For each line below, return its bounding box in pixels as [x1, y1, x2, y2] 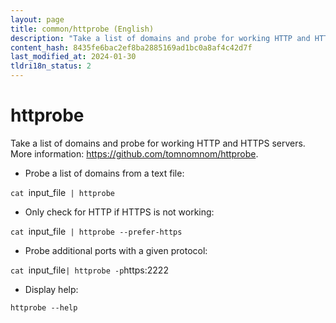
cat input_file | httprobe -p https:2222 [10, 264, 169, 276]
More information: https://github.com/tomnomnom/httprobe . [10, 147, 259, 160]
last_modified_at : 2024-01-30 [10, 52, 137, 62]
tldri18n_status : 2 [10, 61, 92, 71]
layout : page [10, 14, 65, 25]
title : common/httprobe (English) [10, 24, 155, 34]
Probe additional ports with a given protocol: [24, 244, 208, 256]
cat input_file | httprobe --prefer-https [10, 225, 183, 237]
